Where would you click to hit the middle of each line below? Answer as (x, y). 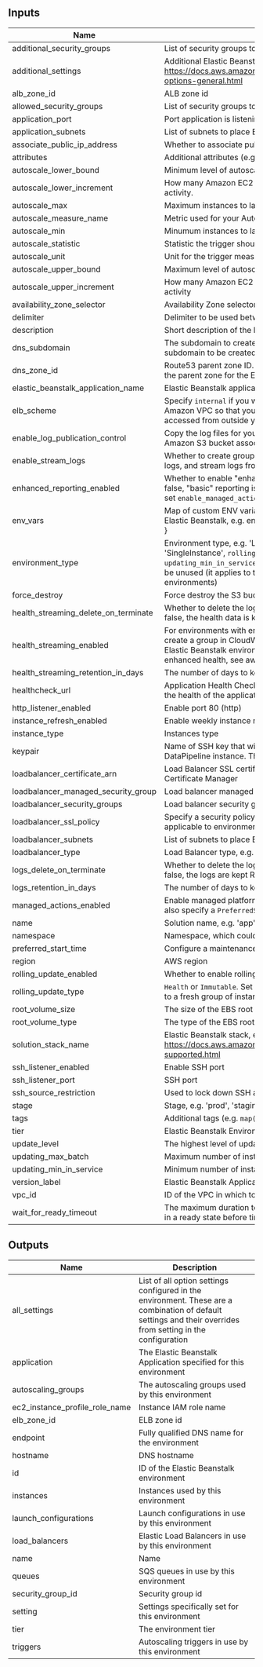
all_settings (32, 1310)
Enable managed (195, 900)
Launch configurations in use (192, 1513)
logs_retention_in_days (54, 887)
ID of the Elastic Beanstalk (186, 1468)
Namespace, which (199, 935)
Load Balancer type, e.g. (209, 852)
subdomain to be (195, 353)
